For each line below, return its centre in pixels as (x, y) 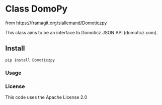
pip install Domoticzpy (30, 60)
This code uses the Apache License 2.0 (46, 97)
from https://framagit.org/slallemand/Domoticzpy (56, 23)
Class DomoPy (36, 9)
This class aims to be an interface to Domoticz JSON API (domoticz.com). (82, 32)
